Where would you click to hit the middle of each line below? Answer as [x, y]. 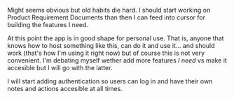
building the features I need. [48, 25]
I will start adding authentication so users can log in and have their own [110, 81]
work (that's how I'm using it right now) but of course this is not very [106, 53]
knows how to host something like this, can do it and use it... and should [111, 46]
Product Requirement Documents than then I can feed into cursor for [106, 17]
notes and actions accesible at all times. [65, 89]
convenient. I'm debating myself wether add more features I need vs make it [117, 60]
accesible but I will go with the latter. [60, 68]
